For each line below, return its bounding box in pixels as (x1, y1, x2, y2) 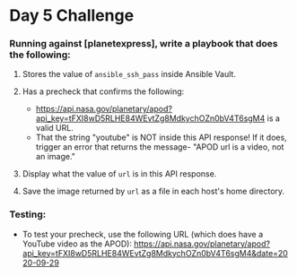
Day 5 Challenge (9, 5, 135, 26)
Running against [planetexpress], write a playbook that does (9, 38, 278, 50)
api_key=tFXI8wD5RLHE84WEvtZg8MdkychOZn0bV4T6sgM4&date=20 (22, 247, 289, 258)
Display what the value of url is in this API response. (22, 168, 217, 179)
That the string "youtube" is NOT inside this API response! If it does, (35, 132, 287, 143)
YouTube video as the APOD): (22, 238, 133, 249)
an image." (35, 151, 76, 162)
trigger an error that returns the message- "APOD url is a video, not (35, 142, 284, 152)
